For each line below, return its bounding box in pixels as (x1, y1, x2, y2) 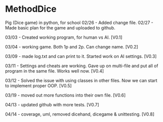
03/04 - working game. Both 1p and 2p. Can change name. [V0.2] (5, 44, 138, 49)
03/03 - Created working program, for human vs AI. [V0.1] (5, 34, 123, 40)
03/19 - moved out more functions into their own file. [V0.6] (5, 92, 126, 98)
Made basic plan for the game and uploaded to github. (5, 24, 116, 30)
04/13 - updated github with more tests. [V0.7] (5, 101, 99, 107)
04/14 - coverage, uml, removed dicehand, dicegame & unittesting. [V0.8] (5, 111, 155, 117)
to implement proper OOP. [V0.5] (5, 82, 72, 89)
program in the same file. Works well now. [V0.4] (5, 68, 104, 74)
